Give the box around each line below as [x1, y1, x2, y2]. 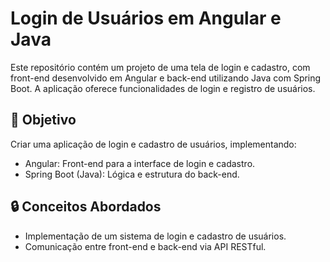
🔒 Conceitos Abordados [10, 198, 162, 216]
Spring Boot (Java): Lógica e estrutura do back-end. [24, 168, 240, 180]
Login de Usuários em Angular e [10, 7, 282, 30]
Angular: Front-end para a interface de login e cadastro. [24, 157, 256, 169]
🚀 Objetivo [10, 112, 77, 129]
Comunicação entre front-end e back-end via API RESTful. [24, 240, 267, 252]
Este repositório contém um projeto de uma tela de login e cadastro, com [10, 61, 311, 73]
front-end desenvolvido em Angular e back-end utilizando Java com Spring [10, 72, 322, 84]
